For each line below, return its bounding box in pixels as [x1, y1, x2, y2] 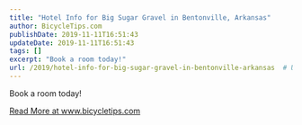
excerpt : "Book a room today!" [9, 55, 127, 64]
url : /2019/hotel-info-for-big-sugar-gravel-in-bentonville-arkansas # [9, 64, 288, 73]
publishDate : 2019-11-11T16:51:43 [9, 30, 139, 39]
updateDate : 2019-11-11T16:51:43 [9, 38, 135, 48]
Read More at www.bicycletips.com [9, 105, 141, 116]
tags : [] [9, 47, 42, 56]
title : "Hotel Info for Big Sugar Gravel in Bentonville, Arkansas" [9, 13, 271, 22]
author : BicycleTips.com [9, 22, 102, 31]
